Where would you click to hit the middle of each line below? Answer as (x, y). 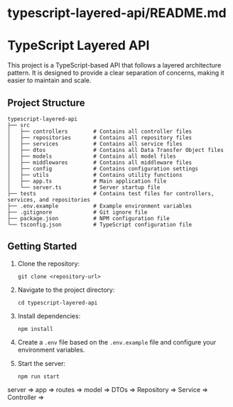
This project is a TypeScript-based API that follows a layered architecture (114, 65)
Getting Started (42, 246)
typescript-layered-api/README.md (117, 13)
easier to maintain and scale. (49, 80)
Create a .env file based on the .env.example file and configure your (117, 342)
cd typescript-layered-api (58, 303)
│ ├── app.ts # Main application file (87, 181)
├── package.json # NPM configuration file (89, 218)
